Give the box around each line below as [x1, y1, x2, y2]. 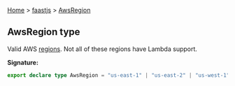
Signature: [7, 58, 38, 66]
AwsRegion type [7, 26, 80, 38]
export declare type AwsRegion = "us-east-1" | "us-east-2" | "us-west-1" [7, 71, 230, 79]
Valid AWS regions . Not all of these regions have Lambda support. [7, 45, 198, 53]
